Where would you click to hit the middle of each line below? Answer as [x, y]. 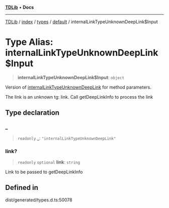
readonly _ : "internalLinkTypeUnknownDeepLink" [67, 138]
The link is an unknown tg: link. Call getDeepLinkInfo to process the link [79, 97]
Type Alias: [29, 42]
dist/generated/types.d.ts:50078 [39, 200]
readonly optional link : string [49, 162]
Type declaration [32, 113]
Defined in [22, 188]
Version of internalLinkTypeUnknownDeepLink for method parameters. [78, 87]
